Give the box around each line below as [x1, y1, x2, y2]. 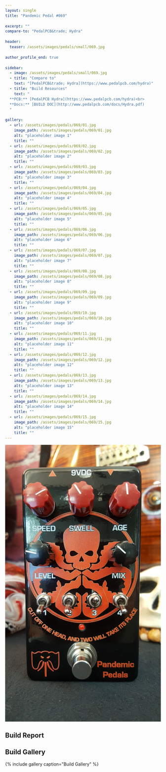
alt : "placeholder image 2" [14, 154, 72, 159]
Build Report [5, 731, 44, 739]
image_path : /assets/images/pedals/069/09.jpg [14, 295, 112, 300]
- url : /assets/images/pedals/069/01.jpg [9, 123, 96, 128]
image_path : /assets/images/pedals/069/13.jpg [14, 378, 112, 383]
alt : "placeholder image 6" [14, 237, 72, 242]
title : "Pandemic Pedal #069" [5, 13, 68, 18]
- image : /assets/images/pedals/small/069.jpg [9, 71, 107, 76]
